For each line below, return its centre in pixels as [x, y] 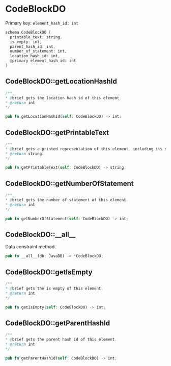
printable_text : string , [36, 37]
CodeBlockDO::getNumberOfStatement [69, 183]
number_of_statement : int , [38, 51]
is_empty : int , [26, 42]
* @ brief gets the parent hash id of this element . [61, 339]
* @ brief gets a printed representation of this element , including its [84, 149]
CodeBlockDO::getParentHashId [58, 323]
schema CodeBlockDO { [28, 32]
